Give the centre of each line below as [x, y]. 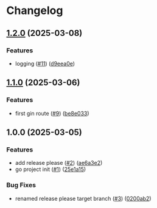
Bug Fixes [21, 185]
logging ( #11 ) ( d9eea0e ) [45, 63]
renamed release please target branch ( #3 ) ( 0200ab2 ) [83, 198]
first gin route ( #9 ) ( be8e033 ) [52, 113]
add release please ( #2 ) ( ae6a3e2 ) [59, 163]
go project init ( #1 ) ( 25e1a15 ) [51, 169]
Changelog [35, 11]
